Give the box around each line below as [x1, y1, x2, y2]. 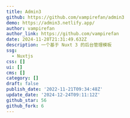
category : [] [6, 75, 39, 81]
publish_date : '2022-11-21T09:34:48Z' [6, 86, 103, 92]
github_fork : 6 [6, 103, 44, 109]
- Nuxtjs [11, 53, 34, 59]
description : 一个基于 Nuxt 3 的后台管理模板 [6, 42, 112, 48]
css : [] [6, 58, 26, 64]
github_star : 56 [6, 97, 47, 103]
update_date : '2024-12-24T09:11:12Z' [6, 92, 101, 98]
